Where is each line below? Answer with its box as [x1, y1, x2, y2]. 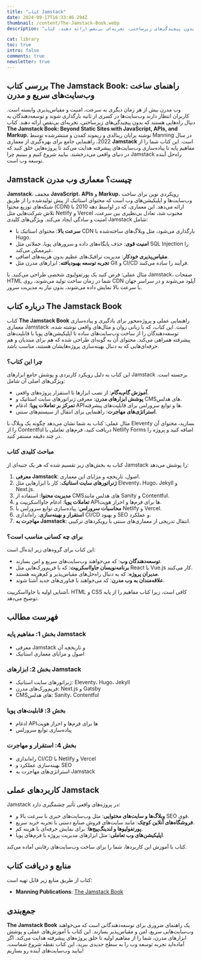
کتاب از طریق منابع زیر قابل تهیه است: [7, 877, 92, 884]
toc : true [7, 42, 32, 48]
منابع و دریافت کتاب [7, 860, 71, 871]
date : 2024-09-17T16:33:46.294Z [7, 14, 88, 20]
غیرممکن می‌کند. [15, 246, 53, 254]
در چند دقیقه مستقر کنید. [7, 432, 62, 440]
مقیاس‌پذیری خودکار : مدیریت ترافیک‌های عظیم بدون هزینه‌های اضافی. [15, 253, 169, 260]
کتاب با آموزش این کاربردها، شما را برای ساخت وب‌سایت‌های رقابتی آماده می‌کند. [7, 843, 188, 850]
